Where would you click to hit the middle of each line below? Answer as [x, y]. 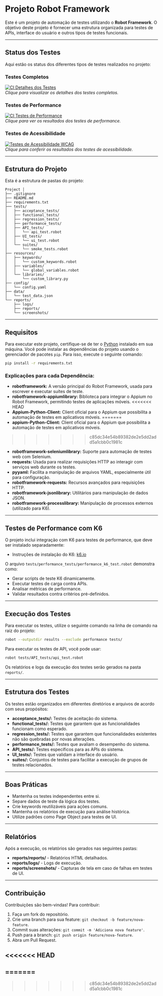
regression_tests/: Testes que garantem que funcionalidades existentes [84, 734]
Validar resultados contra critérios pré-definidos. [61, 594]
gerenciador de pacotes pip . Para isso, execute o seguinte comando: [74, 354]
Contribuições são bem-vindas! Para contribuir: [53, 905]
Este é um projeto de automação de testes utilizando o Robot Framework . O [81, 22]
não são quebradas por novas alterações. [54, 739]
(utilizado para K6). [31, 508]
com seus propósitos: [27, 709]
